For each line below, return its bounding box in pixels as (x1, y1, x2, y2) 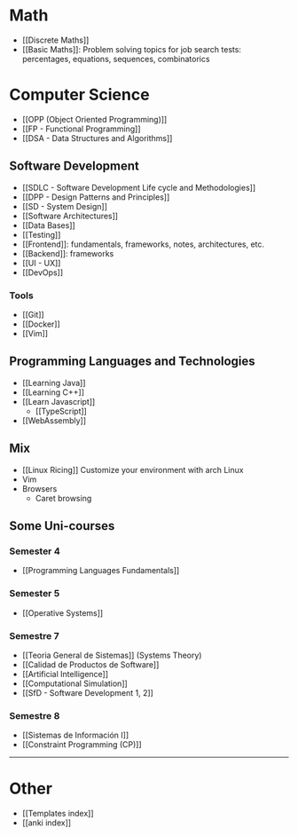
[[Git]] (21, 309, 44, 319)
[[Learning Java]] (21, 377, 86, 388)
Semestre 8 (9, 709, 60, 722)
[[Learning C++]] (21, 387, 84, 398)
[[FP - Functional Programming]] (21, 123, 141, 134)
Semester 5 (9, 588, 60, 600)
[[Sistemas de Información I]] (21, 730, 129, 741)
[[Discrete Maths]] (21, 35, 90, 45)
